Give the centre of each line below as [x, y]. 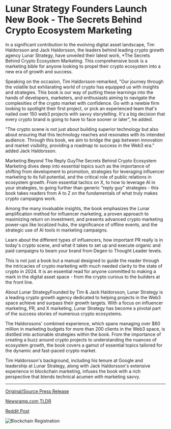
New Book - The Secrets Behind [74, 20]
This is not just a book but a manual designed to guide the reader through [82, 261]
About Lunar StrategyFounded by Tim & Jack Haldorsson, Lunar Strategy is [84, 292]
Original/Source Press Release [37, 391]
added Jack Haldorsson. [31, 151]
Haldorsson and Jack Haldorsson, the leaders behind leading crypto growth [85, 50]
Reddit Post [17, 411]
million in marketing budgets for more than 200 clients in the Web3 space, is [85, 329]
